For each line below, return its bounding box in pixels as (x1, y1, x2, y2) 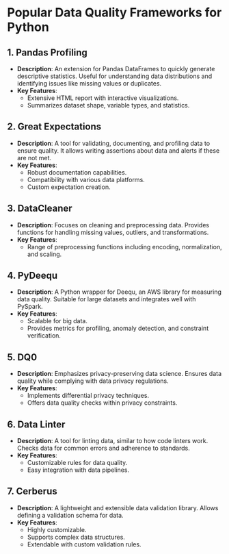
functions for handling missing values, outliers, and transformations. (16, 228, 209, 236)
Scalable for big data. (27, 317, 87, 325)
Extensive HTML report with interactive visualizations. (27, 94, 179, 102)
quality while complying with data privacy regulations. (16, 377, 169, 385)
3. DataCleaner (7, 203, 73, 214)
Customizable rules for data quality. (27, 459, 128, 467)
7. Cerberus (7, 486, 57, 497)
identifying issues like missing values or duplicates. (16, 79, 162, 87)
